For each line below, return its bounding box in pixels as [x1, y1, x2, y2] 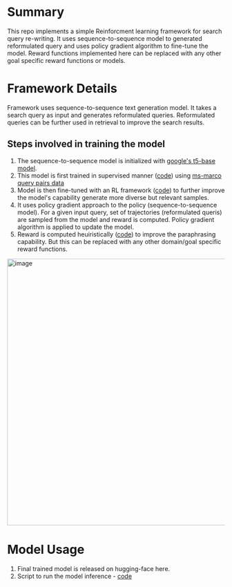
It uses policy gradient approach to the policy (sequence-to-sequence [17, 201, 217, 209]
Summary [7, 4, 64, 20]
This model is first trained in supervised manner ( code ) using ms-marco [17, 171, 222, 180]
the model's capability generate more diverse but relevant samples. [17, 193, 209, 201]
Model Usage [7, 541, 85, 557]
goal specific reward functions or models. [7, 56, 126, 64]
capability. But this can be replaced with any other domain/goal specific [17, 237, 222, 245]
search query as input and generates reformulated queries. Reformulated [7, 111, 215, 119]
